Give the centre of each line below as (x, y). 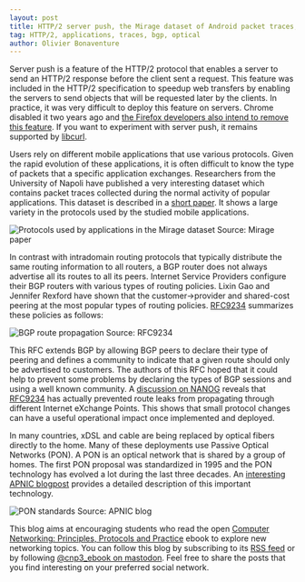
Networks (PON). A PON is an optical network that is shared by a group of (148, 455)
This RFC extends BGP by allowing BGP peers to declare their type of (139, 350)
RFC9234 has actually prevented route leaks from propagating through (142, 399)
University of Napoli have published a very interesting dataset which (137, 184)
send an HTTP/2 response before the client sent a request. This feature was (152, 79)
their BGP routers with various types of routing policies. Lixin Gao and (140, 286)
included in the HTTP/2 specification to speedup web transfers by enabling (150, 88)
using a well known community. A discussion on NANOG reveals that (138, 389)
